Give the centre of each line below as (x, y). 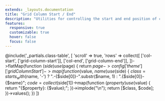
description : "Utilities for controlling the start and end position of (81, 19)
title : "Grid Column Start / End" (41, 14)
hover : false (23, 37)
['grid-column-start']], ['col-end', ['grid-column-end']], (73, 61)
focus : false (23, 42)
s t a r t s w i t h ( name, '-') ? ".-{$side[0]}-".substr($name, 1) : (61, 77)
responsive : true (27, 28)
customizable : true (29, 32)
